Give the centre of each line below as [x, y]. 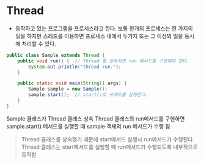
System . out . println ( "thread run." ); [75, 67]
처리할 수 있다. [39, 43]
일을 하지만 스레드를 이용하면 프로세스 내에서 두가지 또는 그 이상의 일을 [99, 36]
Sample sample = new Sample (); [68, 89]
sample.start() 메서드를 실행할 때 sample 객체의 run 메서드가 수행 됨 [88, 126]
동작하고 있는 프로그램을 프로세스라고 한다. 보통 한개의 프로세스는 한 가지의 [104, 28]
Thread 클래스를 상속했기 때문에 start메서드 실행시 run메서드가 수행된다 [107, 139]
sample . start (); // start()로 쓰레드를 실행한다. [88, 95]
